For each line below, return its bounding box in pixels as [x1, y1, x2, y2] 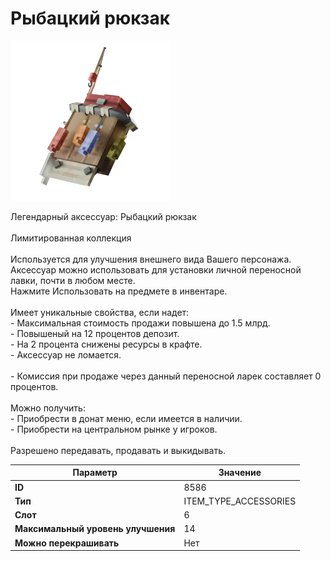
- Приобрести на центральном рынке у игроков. [10, 423, 218, 435]
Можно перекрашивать [14, 537, 120, 549]
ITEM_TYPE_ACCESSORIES [183, 495, 297, 507]
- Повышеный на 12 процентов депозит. [10, 327, 180, 339]
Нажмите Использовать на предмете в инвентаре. [10, 285, 228, 297]
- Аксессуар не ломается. [10, 348, 122, 361]
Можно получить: [10, 402, 86, 414]
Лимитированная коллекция [10, 232, 132, 244]
